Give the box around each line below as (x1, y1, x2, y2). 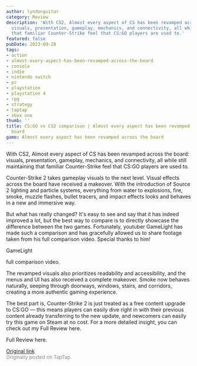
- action (6, 52, 28, 58)
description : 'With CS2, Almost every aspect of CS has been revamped (6, 19, 182, 25)
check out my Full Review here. (6, 324, 81, 332)
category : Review (6, 14, 49, 20)
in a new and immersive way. (6, 199, 76, 206)
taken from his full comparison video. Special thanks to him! (6, 236, 151, 243)
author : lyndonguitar (6, 8, 59, 15)
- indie (6, 69, 25, 75)
